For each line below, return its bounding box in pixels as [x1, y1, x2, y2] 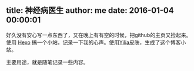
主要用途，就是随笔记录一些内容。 [6, 58, 89, 66]
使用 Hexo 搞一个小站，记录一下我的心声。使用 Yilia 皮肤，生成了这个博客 [6, 39, 181, 46]
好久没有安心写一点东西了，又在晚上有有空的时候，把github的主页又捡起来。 [6, 31, 192, 38]
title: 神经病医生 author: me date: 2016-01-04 [6, 5, 175, 16]
